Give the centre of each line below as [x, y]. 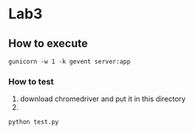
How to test [31, 81]
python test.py [34, 122]
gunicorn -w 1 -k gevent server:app [69, 61]
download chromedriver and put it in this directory [103, 99]
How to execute [48, 43]
